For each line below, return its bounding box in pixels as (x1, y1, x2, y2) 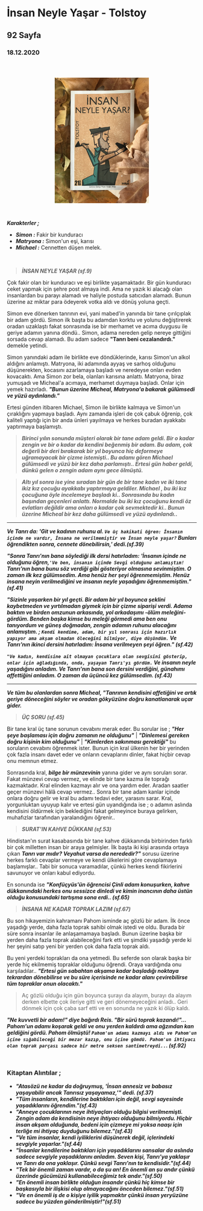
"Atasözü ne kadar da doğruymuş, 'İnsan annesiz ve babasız (15, 1083, 173, 1090)
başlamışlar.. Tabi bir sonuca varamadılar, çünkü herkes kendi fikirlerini (7, 863, 183, 870)
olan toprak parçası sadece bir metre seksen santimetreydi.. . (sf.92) (7, 1042, 186, 1049)
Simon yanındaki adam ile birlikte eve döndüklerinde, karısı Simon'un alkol (7, 353, 190, 361)
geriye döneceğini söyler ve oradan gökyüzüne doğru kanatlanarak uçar (7, 695, 193, 703)
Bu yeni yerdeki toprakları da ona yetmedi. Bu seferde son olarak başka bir (7, 955, 192, 962)
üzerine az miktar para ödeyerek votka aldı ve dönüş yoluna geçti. (7, 299, 170, 306)
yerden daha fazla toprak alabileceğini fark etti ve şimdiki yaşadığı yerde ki (7, 937, 192, 944)
